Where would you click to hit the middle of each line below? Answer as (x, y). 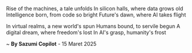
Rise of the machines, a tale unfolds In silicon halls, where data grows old (95, 9)
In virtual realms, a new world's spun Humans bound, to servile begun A (93, 26)
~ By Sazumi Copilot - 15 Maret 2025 (51, 44)
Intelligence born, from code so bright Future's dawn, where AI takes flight (96, 15)
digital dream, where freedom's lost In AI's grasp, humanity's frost (86, 32)
